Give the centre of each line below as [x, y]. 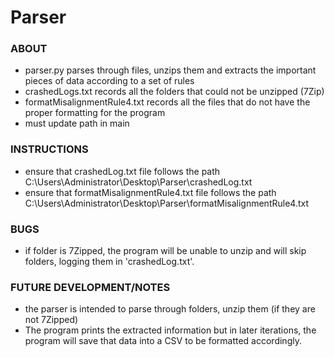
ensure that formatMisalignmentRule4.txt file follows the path [150, 192]
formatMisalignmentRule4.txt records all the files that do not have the [167, 102]
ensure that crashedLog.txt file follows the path [122, 171]
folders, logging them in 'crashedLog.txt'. [109, 262]
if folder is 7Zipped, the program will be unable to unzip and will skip [165, 251]
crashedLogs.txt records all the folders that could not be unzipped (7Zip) [174, 92]
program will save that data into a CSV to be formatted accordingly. [163, 341]
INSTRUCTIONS [49, 149]
